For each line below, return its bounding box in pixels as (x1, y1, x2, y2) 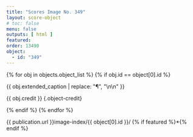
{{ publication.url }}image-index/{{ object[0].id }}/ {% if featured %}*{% (6, 118, 188, 125)
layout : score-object (6, 15, 61, 21)
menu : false (6, 26, 37, 32)
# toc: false (6, 20, 40, 26)
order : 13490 (6, 43, 40, 49)
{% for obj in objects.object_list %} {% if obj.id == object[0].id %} (6, 71, 171, 78)
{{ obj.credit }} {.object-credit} (6, 94, 82, 102)
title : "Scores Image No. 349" (6, 9, 86, 15)
